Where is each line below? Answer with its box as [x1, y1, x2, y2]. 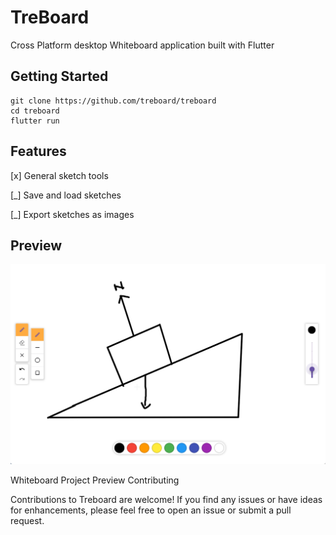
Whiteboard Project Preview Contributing [10, 474, 180, 486]
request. [10, 514, 45, 526]
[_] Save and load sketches [10, 189, 122, 201]
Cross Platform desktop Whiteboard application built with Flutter [10, 39, 275, 51]
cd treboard [10, 106, 60, 116]
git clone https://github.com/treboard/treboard [10, 96, 217, 106]
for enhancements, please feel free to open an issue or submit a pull [10, 504, 292, 516]
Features [10, 143, 67, 160]
